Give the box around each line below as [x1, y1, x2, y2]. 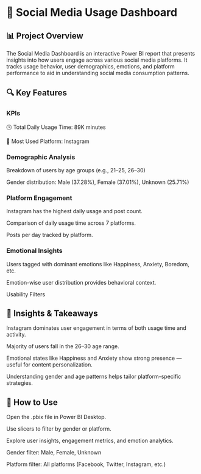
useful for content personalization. [6, 361, 93, 368]
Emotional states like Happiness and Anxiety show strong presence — [6, 354, 182, 362]
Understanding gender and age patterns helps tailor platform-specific [6, 373, 182, 381]
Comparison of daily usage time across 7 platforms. [6, 219, 136, 227]
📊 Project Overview [6, 31, 83, 41]
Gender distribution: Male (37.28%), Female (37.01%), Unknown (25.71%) [6, 178, 189, 186]
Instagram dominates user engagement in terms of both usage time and [6, 324, 187, 332]
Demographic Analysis [6, 153, 76, 161]
